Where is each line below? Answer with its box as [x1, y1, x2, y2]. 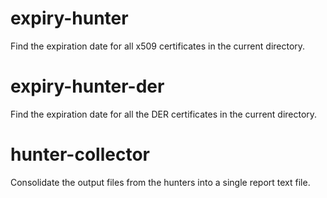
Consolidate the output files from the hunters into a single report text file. [10, 176, 311, 188]
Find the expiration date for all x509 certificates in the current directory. [10, 40, 306, 52]
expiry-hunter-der [10, 75, 165, 98]
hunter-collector [10, 143, 150, 166]
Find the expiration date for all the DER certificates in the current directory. [10, 108, 318, 120]
